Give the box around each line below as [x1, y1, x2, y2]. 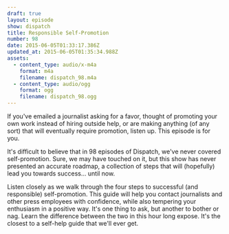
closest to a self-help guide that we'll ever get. [7, 220, 139, 227]
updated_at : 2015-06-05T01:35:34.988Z [7, 49, 118, 56]
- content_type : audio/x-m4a [13, 61, 97, 68]
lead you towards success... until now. [7, 169, 116, 178]
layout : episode [7, 17, 54, 23]
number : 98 [7, 36, 39, 43]
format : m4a [19, 67, 54, 74]
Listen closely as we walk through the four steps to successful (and [7, 183, 198, 191]
